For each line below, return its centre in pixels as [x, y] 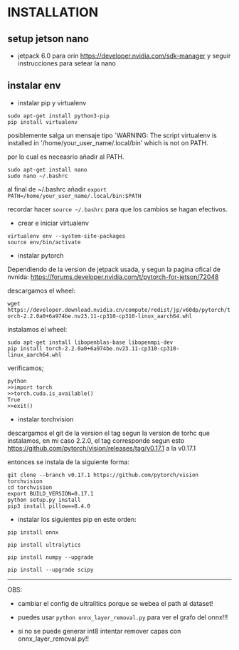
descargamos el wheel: [42, 290]
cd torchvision [30, 487]
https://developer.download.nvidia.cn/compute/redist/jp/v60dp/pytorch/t [119, 310]
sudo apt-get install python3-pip [59, 116]
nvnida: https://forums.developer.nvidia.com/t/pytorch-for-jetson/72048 [113, 277]
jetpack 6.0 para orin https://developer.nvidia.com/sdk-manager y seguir [124, 56]
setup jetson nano [48, 39]
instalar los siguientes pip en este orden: [77, 519]
